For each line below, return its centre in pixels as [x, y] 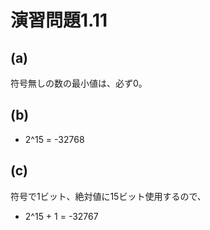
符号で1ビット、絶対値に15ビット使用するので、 [108, 196]
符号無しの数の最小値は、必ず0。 [79, 83]
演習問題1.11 [59, 20]
